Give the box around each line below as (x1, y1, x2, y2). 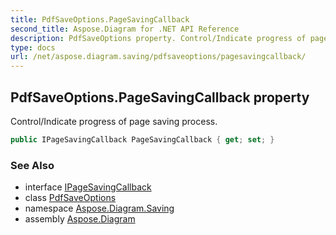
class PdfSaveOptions (24, 192, 117, 204)
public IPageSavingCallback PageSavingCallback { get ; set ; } (10, 134, 275, 145)
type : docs (10, 42, 56, 53)
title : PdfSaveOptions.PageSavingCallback (10, 14, 190, 25)
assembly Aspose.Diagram (24, 213, 136, 225)
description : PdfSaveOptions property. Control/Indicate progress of (10, 33, 307, 43)
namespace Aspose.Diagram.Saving (24, 202, 175, 215)
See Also (10, 158, 55, 172)
